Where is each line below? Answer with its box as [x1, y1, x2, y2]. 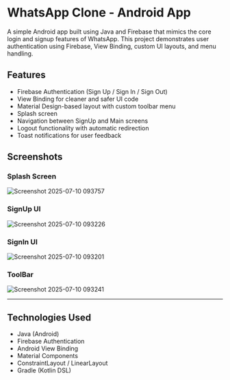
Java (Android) [16, 330, 60, 338]
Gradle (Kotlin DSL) [16, 366, 72, 375]
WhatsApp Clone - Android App [7, 5, 192, 21]
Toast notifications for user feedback [16, 131, 122, 139]
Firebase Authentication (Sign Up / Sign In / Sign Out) [16, 87, 168, 95]
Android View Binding [16, 344, 79, 353]
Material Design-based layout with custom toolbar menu [16, 102, 176, 110]
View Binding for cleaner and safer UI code [16, 95, 139, 103]
